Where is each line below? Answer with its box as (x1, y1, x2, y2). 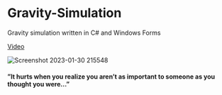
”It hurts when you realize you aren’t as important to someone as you (7, 72, 216, 81)
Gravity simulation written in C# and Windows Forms (7, 28, 161, 37)
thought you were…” (7, 79, 70, 88)
